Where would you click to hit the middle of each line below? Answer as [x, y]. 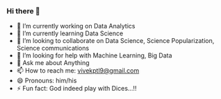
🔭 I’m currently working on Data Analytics [76, 26]
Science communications [53, 48]
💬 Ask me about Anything [53, 63]
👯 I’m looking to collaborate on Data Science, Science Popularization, [115, 41]
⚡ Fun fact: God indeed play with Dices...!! [76, 89]
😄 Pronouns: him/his [47, 81]
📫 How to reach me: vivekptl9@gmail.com [78, 71]
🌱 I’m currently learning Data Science [70, 33]
